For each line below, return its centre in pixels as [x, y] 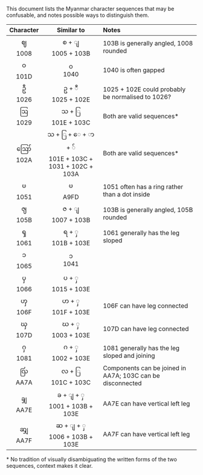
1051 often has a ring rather [143, 187]
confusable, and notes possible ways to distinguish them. [78, 15]
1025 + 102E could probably [144, 89]
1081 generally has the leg [141, 348]
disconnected [122, 383]
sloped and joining [129, 355]
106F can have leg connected [145, 306]
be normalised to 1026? [137, 97]
